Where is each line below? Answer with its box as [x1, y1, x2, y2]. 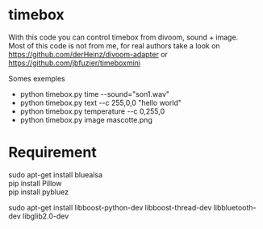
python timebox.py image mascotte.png [19, 114, 153, 124]
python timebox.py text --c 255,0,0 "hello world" [19, 98, 182, 107]
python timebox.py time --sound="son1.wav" [19, 89, 170, 98]
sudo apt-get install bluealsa [8, 169, 103, 179]
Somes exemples [8, 73, 66, 83]
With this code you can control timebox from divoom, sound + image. [8, 32, 239, 42]
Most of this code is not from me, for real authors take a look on [8, 40, 220, 50]
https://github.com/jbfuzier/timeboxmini [8, 58, 141, 68]
